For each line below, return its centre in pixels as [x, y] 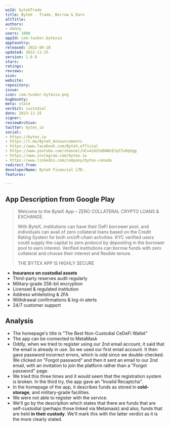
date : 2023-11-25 [24, 113]
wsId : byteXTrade [24, 10]
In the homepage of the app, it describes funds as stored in [74, 387]
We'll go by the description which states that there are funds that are [84, 403]
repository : [18, 85]
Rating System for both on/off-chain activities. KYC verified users [86, 238]
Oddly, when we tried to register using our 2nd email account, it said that [88, 344]
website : [14, 80]
